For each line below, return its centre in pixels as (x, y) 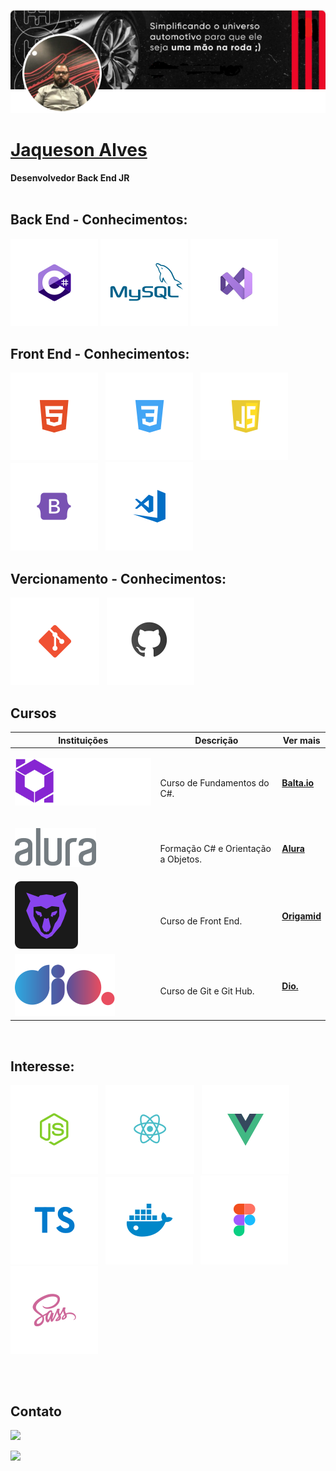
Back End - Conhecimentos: (99, 220)
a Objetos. (180, 859)
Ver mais (301, 740)
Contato (36, 1411)
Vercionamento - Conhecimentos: (118, 578)
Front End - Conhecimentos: (100, 353)
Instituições (83, 740)
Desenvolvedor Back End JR (70, 177)
